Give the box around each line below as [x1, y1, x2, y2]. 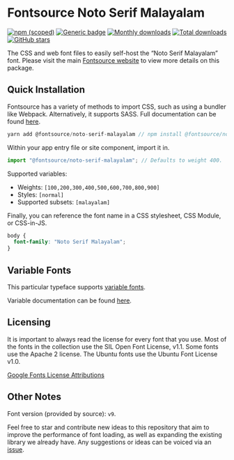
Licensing [7, 316, 51, 328]
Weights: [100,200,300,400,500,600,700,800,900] [17, 183, 160, 191]
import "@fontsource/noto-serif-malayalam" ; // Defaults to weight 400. [7, 157, 223, 164]
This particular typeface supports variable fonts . [7, 282, 146, 291]
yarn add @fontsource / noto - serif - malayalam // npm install [7, 130, 182, 137]
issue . [7, 445, 24, 454]
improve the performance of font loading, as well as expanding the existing [7, 430, 223, 438]
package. [7, 63, 34, 72]
